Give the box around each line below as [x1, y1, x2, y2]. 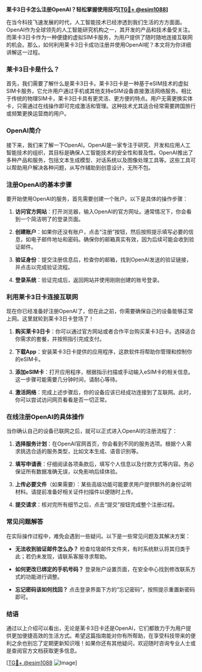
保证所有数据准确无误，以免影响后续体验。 [14, 468, 121, 475]
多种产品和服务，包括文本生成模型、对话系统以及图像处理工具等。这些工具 [6, 156, 191, 163]
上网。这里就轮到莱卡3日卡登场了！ [6, 315, 94, 322]
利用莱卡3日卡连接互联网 [6, 293, 78, 301]
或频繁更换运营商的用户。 [6, 110, 70, 117]
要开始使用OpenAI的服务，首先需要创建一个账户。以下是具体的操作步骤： [6, 195, 188, 202]
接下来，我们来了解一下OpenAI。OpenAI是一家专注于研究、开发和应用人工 [6, 141, 191, 148]
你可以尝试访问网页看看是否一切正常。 [14, 396, 110, 403]
